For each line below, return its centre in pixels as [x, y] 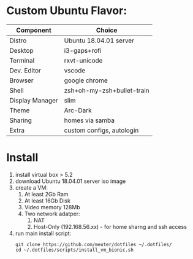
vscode [75, 70]
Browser [21, 80]
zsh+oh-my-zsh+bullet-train [107, 90]
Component [34, 30]
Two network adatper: [52, 214]
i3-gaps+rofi [83, 50]
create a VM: [31, 187]
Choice [107, 30]
